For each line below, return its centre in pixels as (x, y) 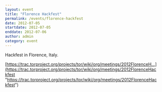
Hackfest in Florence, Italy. (32, 55)
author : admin (19, 37)
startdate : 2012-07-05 (28, 28)
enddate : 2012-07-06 (26, 32)
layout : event (19, 9)
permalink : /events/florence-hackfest (44, 18)
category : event (21, 41)
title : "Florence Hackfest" (33, 14)
